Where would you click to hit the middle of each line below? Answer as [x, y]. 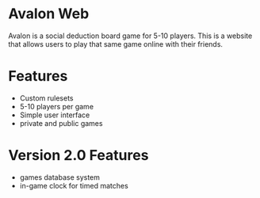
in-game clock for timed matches [74, 185]
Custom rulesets [46, 98]
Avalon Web [49, 14]
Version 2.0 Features [78, 156]
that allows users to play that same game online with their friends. [116, 44]
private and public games [61, 123]
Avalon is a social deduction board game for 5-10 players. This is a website [130, 36]
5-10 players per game [56, 106]
